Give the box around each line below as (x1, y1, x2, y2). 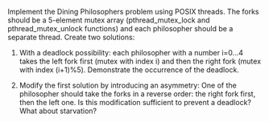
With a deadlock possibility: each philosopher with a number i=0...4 (19, 48, 243, 57)
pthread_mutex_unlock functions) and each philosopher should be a (7, 24, 234, 33)
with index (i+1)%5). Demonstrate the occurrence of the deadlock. (19, 65, 239, 75)
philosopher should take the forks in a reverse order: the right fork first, (19, 89, 256, 99)
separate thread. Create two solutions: (7, 32, 135, 42)
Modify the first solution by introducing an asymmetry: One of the (19, 80, 237, 90)
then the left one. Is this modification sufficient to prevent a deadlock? (19, 98, 251, 107)
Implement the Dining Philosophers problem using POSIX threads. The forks (7, 7, 259, 16)
